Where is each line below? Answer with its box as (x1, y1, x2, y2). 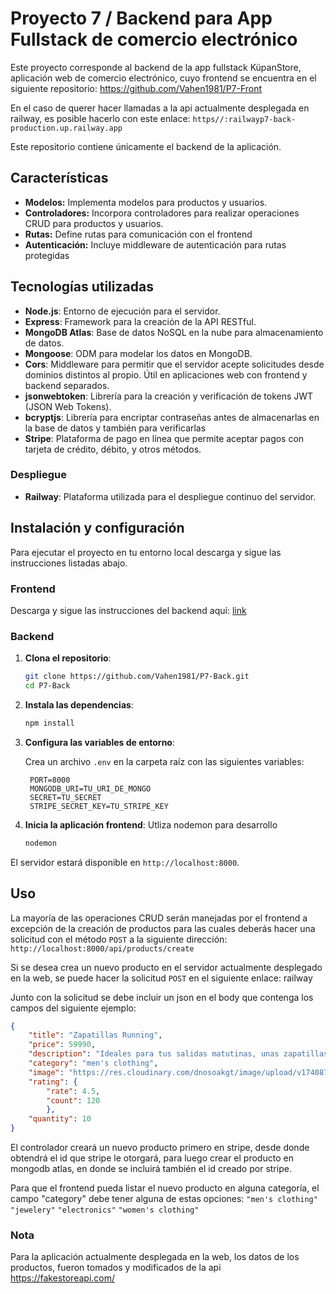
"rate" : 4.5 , (46, 1086, 101, 1096)
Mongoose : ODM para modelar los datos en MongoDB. (24, 347, 253, 359)
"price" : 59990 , (28, 1040, 97, 1050)
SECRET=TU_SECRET (29, 792, 102, 802)
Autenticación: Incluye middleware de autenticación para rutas (24, 238, 287, 251)
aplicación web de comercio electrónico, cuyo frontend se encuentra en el (10, 72, 317, 84)
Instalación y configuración (10, 520, 185, 537)
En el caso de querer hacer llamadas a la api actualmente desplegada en (10, 102, 310, 114)
